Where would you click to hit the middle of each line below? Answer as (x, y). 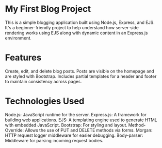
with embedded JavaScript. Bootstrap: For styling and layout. (66, 125)
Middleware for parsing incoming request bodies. (54, 140)
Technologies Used (45, 101)
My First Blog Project (48, 9)
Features (23, 58)
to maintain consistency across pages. (43, 81)
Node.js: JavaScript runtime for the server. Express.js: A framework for (76, 114)
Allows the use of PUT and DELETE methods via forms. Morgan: (89, 130)
